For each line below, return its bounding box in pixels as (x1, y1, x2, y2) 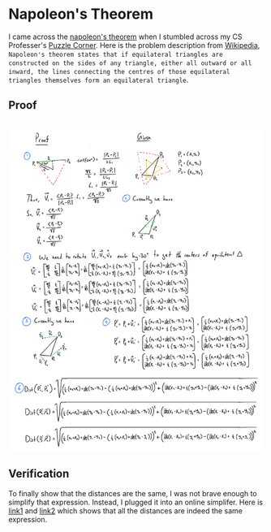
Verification (8, 467, 70, 481)
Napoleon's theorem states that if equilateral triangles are (8, 50, 223, 58)
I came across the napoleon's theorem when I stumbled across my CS (8, 32, 243, 41)
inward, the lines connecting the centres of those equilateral (8, 67, 230, 76)
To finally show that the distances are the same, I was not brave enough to (8, 488, 257, 498)
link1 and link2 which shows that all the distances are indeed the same (8, 505, 243, 516)
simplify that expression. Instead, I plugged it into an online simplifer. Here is (8, 497, 264, 507)
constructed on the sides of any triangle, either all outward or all (8, 58, 252, 67)
